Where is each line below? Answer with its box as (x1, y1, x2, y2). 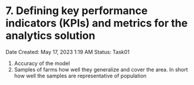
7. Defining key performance (5, 4, 148, 18)
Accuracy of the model (14, 60, 70, 67)
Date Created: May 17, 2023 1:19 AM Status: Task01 (5, 48, 130, 55)
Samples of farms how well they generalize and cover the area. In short (14, 66, 188, 73)
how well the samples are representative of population (14, 72, 147, 79)
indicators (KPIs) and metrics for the (5, 16, 188, 30)
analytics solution (5, 29, 96, 42)
